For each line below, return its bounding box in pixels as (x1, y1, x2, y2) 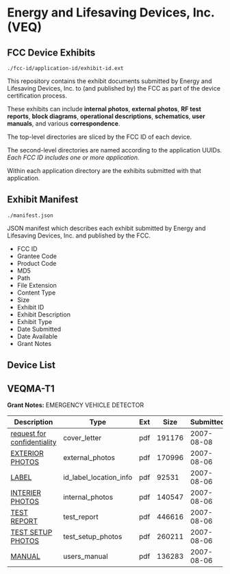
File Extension (16, 281, 57, 289)
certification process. (7, 91, 67, 100)
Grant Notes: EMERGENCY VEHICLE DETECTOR (7, 401, 144, 409)
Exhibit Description (16, 310, 71, 319)
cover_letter (62, 433, 102, 443)
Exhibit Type (16, 317, 53, 325)
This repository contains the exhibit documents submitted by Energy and (7, 77, 212, 85)
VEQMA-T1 (7, 382, 55, 394)
